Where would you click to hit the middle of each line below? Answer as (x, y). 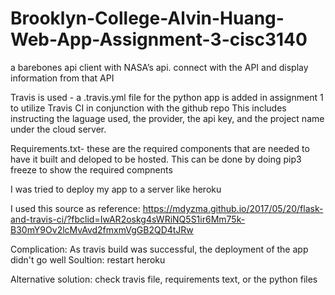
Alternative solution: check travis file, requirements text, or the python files (164, 279)
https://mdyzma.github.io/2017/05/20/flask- (233, 208)
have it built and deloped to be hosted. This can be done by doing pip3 (156, 159)
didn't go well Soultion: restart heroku (88, 259)
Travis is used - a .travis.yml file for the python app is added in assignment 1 (167, 97)
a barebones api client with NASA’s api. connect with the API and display (159, 67)
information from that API (62, 78)
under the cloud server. (58, 129)
